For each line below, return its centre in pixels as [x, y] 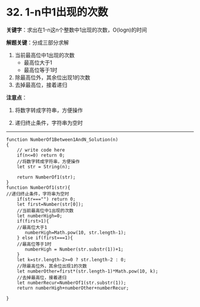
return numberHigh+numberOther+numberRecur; [73, 288]
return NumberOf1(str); [46, 177]
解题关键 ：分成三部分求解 [37, 42]
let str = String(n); [43, 167]
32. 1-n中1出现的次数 [57, 12]
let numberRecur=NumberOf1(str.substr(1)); [72, 283]
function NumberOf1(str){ [38, 187]
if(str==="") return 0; [46, 199]
